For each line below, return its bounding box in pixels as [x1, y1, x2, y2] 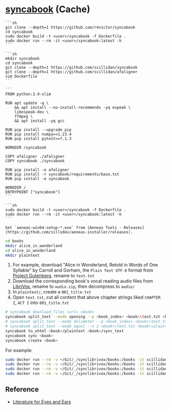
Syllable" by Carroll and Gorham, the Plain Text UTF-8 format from [12, 267, 154, 273]
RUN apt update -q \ [5, 100, 49, 105]
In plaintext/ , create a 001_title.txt [12, 289, 92, 295]
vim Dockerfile [5, 74, 38, 79]
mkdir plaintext [5, 253, 40, 258]
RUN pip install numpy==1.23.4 [5, 131, 72, 137]
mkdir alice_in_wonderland [5, 243, 63, 248]
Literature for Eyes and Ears [12, 398, 71, 405]
